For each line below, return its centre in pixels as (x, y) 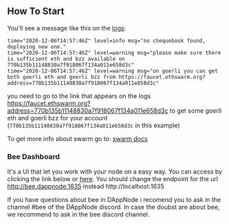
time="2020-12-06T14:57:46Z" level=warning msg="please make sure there (114, 53)
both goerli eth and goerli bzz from (62, 77)
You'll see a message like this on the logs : (67, 28)
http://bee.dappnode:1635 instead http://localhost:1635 (86, 187)
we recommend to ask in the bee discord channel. (79, 214)
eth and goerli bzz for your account (57, 118)
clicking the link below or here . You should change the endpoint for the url (113, 179)
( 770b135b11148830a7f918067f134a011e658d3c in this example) (94, 125)
